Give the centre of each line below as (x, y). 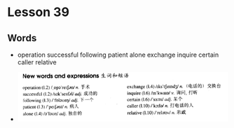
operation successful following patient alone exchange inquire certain (118, 55)
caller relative (37, 62)
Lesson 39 (39, 12)
